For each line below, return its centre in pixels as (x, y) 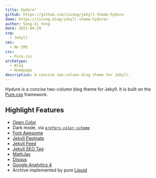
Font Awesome (28, 132)
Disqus (19, 159)
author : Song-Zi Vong (28, 24)
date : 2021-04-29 (23, 28)
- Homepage (21, 70)
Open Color (24, 122)
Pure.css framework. (27, 94)
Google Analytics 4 (32, 164)
